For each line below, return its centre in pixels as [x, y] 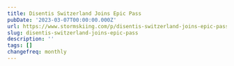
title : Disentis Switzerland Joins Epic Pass [74, 13]
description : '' [31, 39]
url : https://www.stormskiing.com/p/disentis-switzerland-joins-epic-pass [118, 26]
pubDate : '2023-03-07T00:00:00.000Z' [62, 20]
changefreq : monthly [37, 52]
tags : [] [20, 45]
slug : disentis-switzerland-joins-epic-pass [73, 33]
